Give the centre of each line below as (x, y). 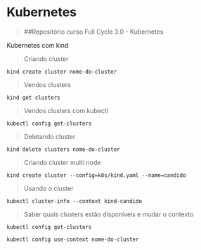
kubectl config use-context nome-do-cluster (73, 239)
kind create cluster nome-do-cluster (62, 72)
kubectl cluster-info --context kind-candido (74, 201)
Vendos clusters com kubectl (66, 110)
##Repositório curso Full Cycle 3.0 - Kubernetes (93, 32)
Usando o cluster (48, 188)
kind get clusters (33, 98)
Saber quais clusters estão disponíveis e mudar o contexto (109, 214)
